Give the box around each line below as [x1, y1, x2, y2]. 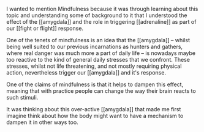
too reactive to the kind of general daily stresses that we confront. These [6, 56, 190, 63]
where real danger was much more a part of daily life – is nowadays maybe [6, 50, 196, 57]
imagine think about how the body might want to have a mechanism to [6, 112, 184, 119]
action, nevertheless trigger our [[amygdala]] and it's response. [6, 69, 167, 76]
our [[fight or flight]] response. [6, 24, 84, 32]
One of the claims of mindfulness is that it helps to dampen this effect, [6, 81, 184, 88]
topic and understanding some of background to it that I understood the [6, 12, 187, 19]
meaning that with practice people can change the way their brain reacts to [6, 87, 196, 94]
